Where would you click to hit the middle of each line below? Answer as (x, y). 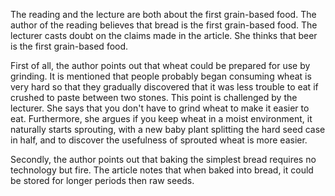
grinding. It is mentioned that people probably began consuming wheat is (161, 76)
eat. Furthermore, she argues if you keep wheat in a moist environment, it (161, 118)
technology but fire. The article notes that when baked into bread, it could (162, 170)
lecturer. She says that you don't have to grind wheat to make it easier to (160, 108)
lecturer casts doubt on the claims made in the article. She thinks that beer (164, 35)
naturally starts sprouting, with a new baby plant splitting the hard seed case (168, 129)
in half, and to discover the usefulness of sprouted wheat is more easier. (159, 140)
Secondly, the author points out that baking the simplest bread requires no (163, 159)
